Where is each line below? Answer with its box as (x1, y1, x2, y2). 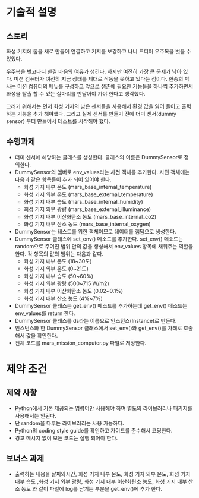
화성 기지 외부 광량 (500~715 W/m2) (23, 280, 110, 287)
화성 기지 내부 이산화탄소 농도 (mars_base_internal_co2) (23, 213, 157, 220)
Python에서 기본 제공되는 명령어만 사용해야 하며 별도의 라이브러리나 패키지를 (14, 405, 193, 412)
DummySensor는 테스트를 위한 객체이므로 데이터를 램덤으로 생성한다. (14, 228, 176, 235)
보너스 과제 (6, 453, 45, 464)
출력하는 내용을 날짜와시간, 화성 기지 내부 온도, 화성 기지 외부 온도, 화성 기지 (14, 470, 191, 477)
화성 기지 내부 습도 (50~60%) (23, 272, 94, 279)
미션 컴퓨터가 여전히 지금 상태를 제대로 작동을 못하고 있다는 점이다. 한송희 (14, 75, 184, 82)
